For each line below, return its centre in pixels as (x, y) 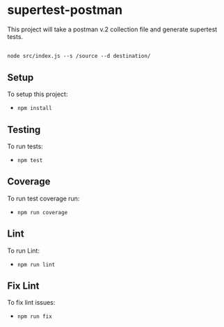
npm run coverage (42, 212)
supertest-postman (65, 10)
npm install (34, 109)
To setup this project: (38, 94)
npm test (30, 160)
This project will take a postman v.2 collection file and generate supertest (112, 29)
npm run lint (36, 264)
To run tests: (25, 146)
